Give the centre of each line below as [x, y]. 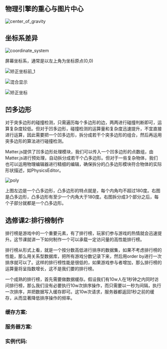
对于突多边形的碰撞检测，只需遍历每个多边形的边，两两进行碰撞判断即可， [81, 122]
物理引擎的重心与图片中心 [44, 9]
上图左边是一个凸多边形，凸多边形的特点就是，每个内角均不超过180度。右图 [83, 191]
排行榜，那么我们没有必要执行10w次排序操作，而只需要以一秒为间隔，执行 [85, 286]
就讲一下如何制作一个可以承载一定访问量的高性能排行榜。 [85, 239]
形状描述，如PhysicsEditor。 [34, 170]
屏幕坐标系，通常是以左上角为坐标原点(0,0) [49, 61]
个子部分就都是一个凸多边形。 [36, 203]
